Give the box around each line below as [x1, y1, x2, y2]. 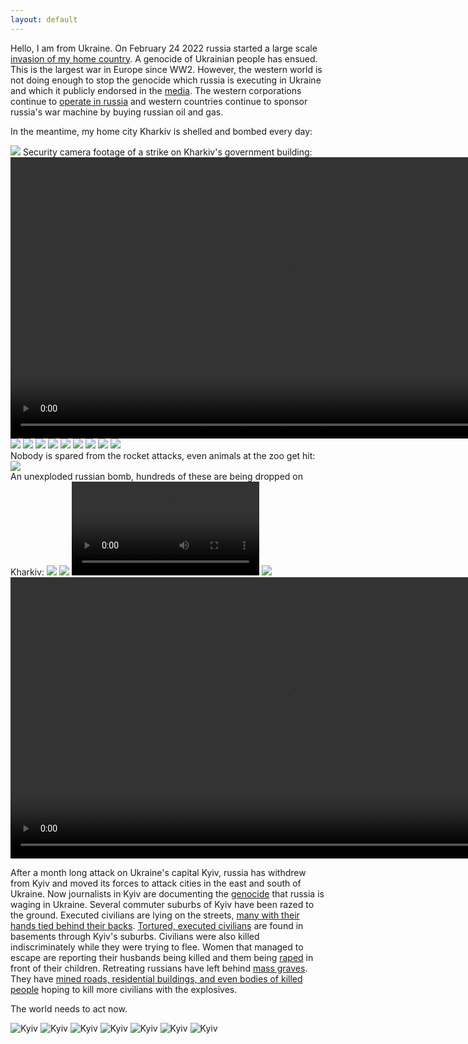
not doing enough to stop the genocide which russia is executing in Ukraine [10, 74, 322, 86]
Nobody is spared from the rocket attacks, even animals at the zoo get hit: [10, 449, 316, 461]
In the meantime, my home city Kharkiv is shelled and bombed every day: [10, 125, 313, 137]
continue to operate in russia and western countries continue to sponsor [10, 95, 308, 107]
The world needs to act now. [10, 1002, 128, 1015]
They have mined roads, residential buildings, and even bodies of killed [10, 972, 303, 985]
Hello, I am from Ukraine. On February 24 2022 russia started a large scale [10, 42, 318, 54]
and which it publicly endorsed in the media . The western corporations [10, 84, 302, 96]
